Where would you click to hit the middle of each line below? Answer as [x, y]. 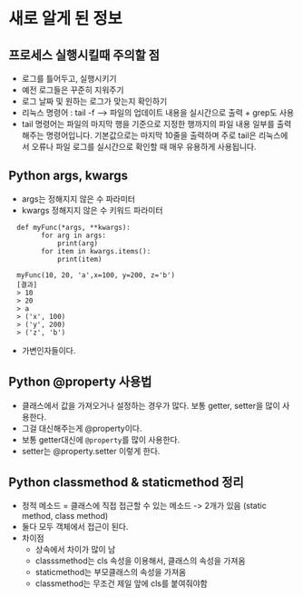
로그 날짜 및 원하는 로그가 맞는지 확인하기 [94, 101]
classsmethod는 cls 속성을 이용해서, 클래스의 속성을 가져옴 [140, 561]
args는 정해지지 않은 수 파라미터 [78, 199]
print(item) [79, 259]
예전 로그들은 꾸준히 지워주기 [73, 90]
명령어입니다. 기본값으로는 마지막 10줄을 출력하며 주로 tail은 [151, 135]
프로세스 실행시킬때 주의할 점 [84, 55]
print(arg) [78, 243]
